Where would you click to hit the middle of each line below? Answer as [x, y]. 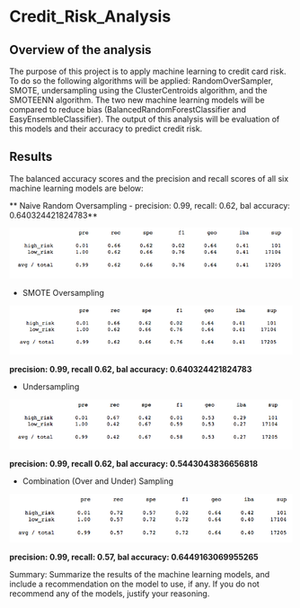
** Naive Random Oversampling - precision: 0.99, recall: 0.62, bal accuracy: [150, 205]
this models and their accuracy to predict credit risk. [106, 129]
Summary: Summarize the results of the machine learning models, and [140, 574]
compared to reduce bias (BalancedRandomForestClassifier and [128, 109]
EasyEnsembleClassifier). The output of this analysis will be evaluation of [145, 119]
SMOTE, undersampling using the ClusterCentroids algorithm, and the [138, 90]
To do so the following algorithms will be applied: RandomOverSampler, [141, 81]
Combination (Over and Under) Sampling [97, 481]
